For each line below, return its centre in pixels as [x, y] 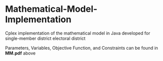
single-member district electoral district [45, 38]
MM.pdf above [20, 53]
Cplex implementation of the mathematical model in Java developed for [78, 33]
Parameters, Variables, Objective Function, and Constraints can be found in [81, 48]
